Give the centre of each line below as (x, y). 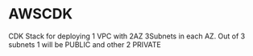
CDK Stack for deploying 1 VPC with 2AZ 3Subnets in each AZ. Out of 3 (127, 36)
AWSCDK (41, 14)
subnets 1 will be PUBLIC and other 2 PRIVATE (85, 44)
